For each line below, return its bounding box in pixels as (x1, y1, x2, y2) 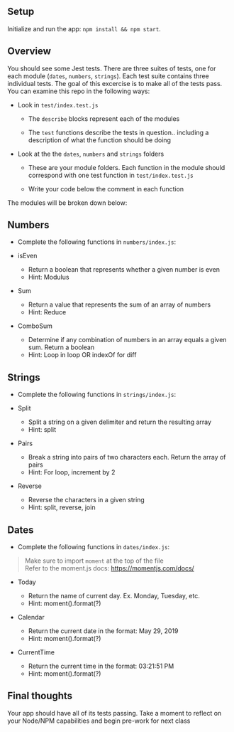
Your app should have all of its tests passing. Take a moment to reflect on (7, 709, 222, 717)
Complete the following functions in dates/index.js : (17, 543, 170, 551)
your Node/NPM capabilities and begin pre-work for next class (7, 716, 191, 725)
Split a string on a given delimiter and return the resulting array (28, 418, 211, 426)
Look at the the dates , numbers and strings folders (17, 149, 165, 158)
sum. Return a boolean (28, 343, 95, 351)
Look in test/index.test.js (17, 100, 99, 109)
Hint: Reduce (28, 308, 67, 317)
